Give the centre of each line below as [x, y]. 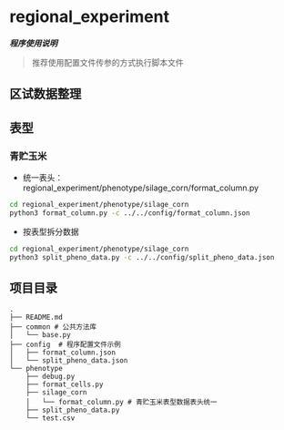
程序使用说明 [33, 43]
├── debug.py [51, 377]
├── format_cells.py [65, 384]
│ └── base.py [40, 335]
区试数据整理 [46, 94]
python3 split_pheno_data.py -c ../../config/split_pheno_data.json [142, 257]
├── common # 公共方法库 [53, 327]
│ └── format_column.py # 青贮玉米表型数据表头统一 [122, 403]
